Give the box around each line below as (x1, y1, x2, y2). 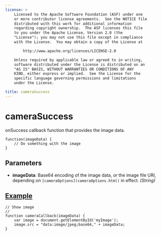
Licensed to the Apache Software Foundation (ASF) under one (14, 12, 143, 17)
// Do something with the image (14, 141, 81, 146)
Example (5, 191, 33, 200)
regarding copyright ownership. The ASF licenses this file (14, 26, 143, 31)
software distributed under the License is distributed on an (14, 62, 145, 67)
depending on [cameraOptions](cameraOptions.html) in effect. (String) (12, 177, 156, 183)
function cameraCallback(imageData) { (5, 214, 85, 219)
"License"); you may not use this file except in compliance (14, 35, 143, 40)
